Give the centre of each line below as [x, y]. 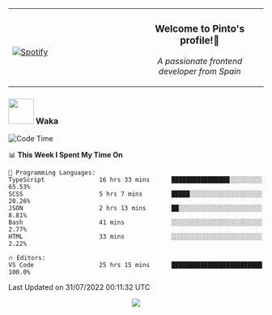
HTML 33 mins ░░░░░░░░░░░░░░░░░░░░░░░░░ [136, 237]
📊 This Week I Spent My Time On [66, 155]
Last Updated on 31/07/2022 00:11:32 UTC [79, 287]
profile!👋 [200, 41]
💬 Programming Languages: [52, 173]
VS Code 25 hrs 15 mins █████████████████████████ [136, 265]
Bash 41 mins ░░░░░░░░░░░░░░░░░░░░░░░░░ [136, 222]
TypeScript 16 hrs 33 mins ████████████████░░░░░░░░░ [136, 180]
